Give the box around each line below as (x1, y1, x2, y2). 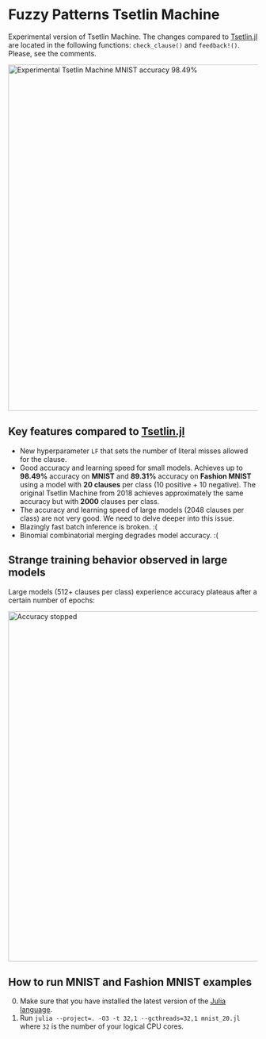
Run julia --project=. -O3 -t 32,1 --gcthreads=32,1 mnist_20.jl (19, 1014, 241, 1023)
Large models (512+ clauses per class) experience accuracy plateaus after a (8, 587, 257, 596)
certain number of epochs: (8, 595, 95, 605)
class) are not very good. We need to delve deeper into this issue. (19, 514, 235, 523)
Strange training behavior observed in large (8, 553, 228, 567)
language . (19, 1005, 53, 1014)
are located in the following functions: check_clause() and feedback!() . (8, 40, 240, 49)
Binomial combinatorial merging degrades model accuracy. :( (19, 530, 219, 540)
